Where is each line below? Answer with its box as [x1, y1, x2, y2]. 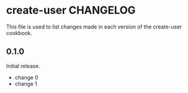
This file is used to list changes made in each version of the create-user [6, 23, 183, 30]
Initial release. [6, 62, 40, 69]
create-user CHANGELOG [6, 4, 136, 17]
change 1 [14, 80, 37, 87]
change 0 [14, 73, 39, 81]
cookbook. [6, 29, 33, 36]
